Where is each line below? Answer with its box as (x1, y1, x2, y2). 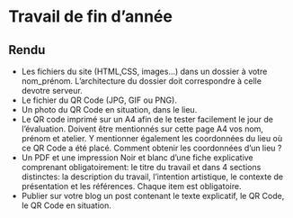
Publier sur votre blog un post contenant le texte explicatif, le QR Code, (21, 191, 285, 201)
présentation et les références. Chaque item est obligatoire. (21, 181, 242, 191)
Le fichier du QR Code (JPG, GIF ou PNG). (21, 95, 177, 105)
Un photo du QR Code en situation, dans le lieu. (21, 104, 198, 114)
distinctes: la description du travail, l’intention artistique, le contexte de (21, 171, 284, 182)
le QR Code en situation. (21, 200, 111, 211)
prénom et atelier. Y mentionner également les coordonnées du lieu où (21, 133, 283, 143)
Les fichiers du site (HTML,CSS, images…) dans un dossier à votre (21, 66, 268, 77)
